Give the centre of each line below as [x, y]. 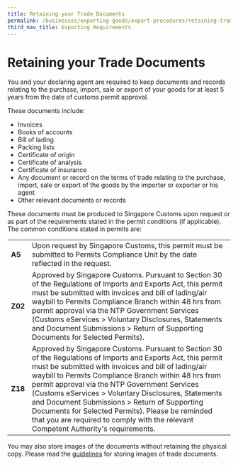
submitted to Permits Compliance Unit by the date [114, 255]
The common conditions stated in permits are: [74, 229]
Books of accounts [45, 132]
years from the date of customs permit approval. [78, 97]
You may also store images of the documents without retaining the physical [117, 447]
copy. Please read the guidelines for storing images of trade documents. [113, 454]
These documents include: [46, 111]
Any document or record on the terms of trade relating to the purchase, [121, 178]
